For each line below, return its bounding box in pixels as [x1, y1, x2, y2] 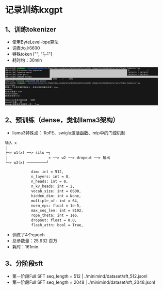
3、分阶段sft [5, 259, 43, 268]
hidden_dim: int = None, [31, 193, 81, 198]
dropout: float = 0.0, [31, 218, 77, 223]
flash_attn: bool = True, [31, 223, 83, 227]
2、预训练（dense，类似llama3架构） [5, 116, 119, 124]
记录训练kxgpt [5, 4, 63, 16]
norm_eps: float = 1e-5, [31, 203, 81, 208]
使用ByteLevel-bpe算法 [12, 39, 59, 45]
